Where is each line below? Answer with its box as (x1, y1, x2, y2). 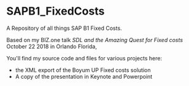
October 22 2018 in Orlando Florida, (6, 43, 97, 50)
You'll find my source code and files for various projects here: (6, 54, 163, 62)
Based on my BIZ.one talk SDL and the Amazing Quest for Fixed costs (6, 36, 183, 43)
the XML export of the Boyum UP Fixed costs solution (15, 66, 151, 74)
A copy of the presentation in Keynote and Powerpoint (15, 73, 153, 80)
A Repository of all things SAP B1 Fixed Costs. (6, 24, 122, 32)
